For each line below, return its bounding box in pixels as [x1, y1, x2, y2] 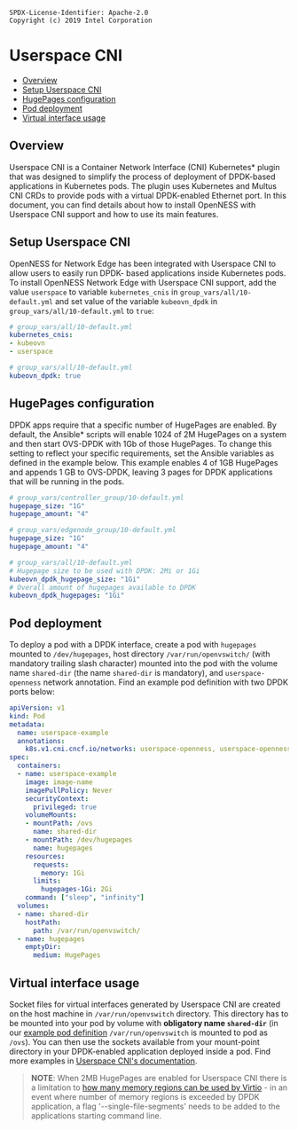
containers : [17, 761, 62, 771]
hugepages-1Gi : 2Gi [41, 885, 114, 894]
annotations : [17, 736, 66, 745]
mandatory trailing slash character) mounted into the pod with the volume [9, 658, 278, 669]
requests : [32, 860, 69, 869]
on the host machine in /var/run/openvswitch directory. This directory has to [9, 1008, 289, 1019]
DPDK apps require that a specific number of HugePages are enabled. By [9, 420, 278, 430]
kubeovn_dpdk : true [9, 371, 82, 381]
